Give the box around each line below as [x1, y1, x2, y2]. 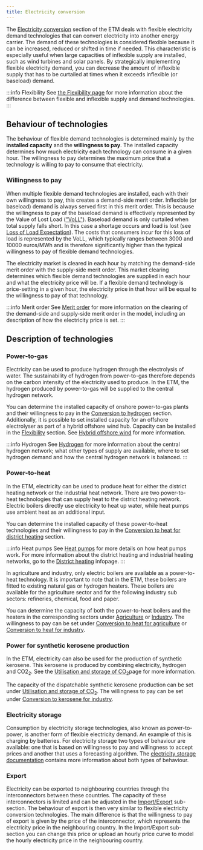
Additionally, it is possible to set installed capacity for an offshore [6, 416, 169, 423]
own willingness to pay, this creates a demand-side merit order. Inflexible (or [6, 196, 197, 204]
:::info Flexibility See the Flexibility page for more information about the [6, 88, 183, 96]
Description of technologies [6, 334, 114, 344]
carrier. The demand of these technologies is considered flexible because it [6, 38, 195, 45]
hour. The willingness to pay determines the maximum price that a [6, 154, 171, 162]
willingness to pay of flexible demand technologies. [6, 248, 134, 255]
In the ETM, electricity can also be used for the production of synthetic [6, 655, 182, 662]
